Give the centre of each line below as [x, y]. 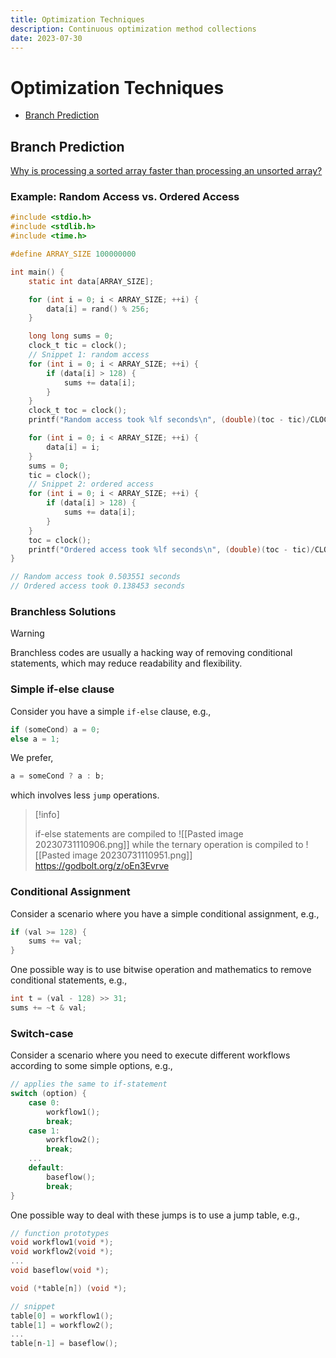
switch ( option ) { [48, 1094]
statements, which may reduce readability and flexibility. [126, 663]
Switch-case [42, 1033]
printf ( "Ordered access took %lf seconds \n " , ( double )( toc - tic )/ [171, 549]
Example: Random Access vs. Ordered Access [125, 197]
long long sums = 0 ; [71, 336]
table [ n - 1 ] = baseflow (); [64, 1344]
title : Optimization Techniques [77, 19]
